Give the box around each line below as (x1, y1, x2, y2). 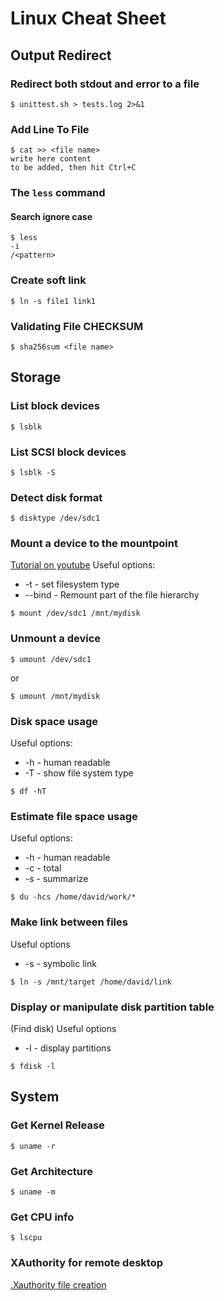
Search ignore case (10, 210, 93, 222)
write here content (10, 154, 92, 164)
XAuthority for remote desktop (10, 1256, 164, 1270)
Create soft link (10, 273, 87, 287)
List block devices (10, 399, 101, 413)
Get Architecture (10, 1164, 93, 1178)
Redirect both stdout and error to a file (10, 77, 200, 91)
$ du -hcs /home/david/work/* (10, 892, 137, 902)
